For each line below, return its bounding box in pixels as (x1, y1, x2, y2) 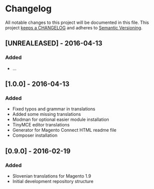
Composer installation (12, 132, 58, 138)
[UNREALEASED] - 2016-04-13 (5, 39, 103, 48)
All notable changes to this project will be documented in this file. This (5, 19, 150, 25)
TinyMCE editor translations (12, 122, 70, 128)
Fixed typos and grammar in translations (12, 106, 96, 112)
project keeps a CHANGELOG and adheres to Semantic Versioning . (5, 24, 143, 30)
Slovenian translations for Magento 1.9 (12, 173, 91, 179)
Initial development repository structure (12, 179, 94, 184)
